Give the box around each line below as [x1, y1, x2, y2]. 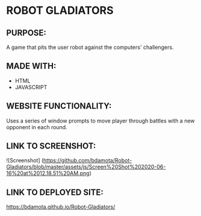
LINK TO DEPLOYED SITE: [6, 187, 104, 197]
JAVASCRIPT [14, 83, 48, 91]
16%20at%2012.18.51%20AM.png [6, 170, 90, 177]
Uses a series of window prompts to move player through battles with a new [6, 117, 195, 124]
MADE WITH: [6, 61, 57, 71]
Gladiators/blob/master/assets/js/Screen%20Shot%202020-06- [6, 164, 166, 171]
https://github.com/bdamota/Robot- [43, 157, 132, 164]
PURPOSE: [6, 28, 47, 38]
